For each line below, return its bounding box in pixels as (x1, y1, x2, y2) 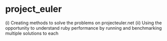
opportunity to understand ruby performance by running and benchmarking (5, 25, 162, 31)
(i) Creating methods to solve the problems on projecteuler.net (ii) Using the (5, 20, 162, 26)
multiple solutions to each (5, 30, 59, 36)
